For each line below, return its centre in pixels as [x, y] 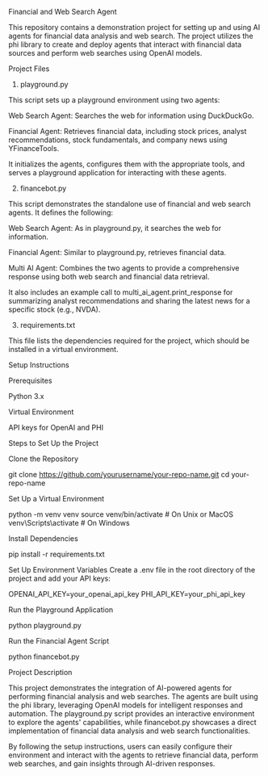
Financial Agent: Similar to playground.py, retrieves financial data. [117, 252]
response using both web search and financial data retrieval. [109, 277]
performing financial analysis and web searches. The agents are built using [133, 696]
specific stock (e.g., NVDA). [54, 309]
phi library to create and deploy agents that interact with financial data [125, 44]
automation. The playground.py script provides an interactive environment [132, 713]
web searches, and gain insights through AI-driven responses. [112, 763]
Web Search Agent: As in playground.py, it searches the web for [115, 228]
